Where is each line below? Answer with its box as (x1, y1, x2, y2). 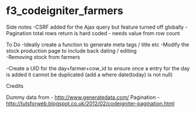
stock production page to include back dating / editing (6, 47, 137, 54)
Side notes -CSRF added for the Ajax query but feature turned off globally (6, 23, 184, 30)
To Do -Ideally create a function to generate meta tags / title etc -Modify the (6, 41, 190, 48)
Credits (6, 82, 24, 89)
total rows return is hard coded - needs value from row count (33, 29, 180, 36)
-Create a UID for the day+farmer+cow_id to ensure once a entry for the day (6, 64, 190, 71)
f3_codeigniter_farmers (6, 4, 123, 18)
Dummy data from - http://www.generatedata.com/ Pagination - (6, 94, 160, 101)
